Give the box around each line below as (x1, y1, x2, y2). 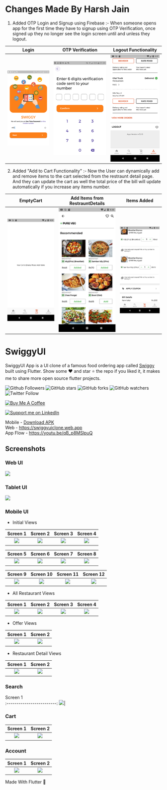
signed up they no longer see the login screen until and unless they (12, 30, 150, 36)
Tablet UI (5, 484, 27, 491)
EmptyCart (19, 198, 43, 204)
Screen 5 (7, 551, 26, 557)
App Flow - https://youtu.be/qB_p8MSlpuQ (5, 430, 93, 436)
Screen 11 (57, 571, 79, 577)
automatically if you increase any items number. (12, 184, 110, 190)
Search (5, 683, 23, 690)
